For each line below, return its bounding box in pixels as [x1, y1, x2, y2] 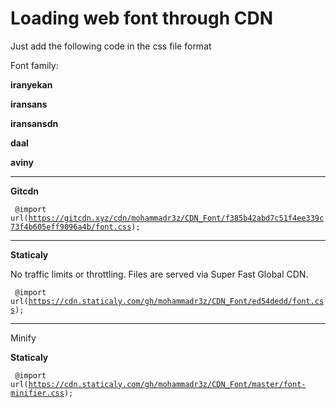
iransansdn [10, 117, 59, 129]
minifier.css [10, 388, 65, 398]
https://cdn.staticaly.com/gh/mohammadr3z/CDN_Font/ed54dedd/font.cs [28, 296, 325, 306]
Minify [10, 332, 37, 344]
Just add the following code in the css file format [10, 40, 212, 52]
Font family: [10, 59, 59, 71]
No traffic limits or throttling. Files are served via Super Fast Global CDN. [10, 268, 309, 280]
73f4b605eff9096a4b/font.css [10, 222, 132, 232]
